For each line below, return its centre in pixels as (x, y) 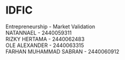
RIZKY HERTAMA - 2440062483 (45, 39)
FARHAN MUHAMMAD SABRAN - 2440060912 (63, 51)
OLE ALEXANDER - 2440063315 (45, 45)
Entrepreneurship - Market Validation (50, 26)
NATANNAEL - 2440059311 (39, 32)
